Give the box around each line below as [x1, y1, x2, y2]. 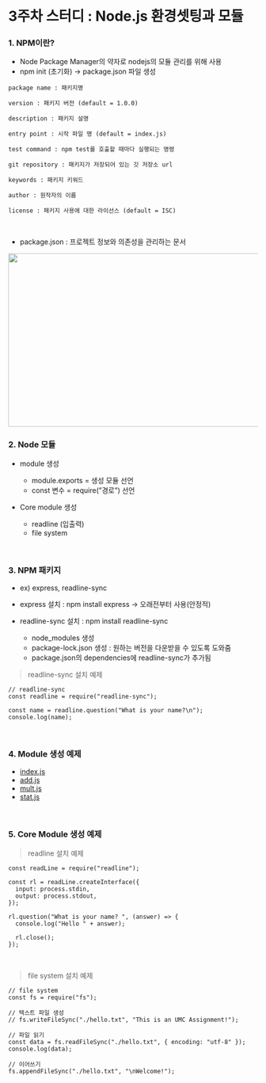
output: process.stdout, [15, 892, 97, 900]
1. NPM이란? [8, 37, 55, 48]
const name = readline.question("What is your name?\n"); [8, 707, 203, 715]
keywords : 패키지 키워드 [8, 176, 84, 185]
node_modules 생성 [31, 633, 95, 643]
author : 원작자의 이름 [8, 192, 77, 200]
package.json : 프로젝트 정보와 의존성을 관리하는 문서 [19, 237, 186, 246]
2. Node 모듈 [8, 439, 56, 450]
